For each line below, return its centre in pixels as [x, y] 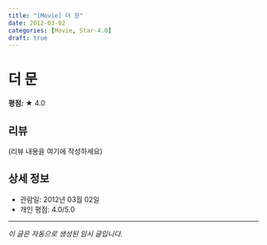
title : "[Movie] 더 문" [46, 16]
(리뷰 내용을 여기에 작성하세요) [56, 151]
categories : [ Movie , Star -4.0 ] [60, 30]
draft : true [28, 38]
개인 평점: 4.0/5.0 [47, 209]
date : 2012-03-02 [37, 23]
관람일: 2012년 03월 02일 [60, 199]
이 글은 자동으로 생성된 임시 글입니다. [66, 233]
